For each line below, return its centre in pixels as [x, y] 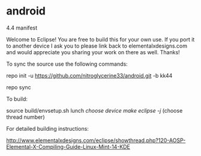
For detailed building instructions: [47, 128]
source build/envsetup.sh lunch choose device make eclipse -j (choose [94, 110]
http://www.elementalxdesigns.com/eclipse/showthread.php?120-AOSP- [96, 140]
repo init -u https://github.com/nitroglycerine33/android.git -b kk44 [89, 75]
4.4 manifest [22, 28]
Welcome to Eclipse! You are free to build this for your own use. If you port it [100, 39]
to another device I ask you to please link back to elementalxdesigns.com [97, 46]
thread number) [25, 117]
